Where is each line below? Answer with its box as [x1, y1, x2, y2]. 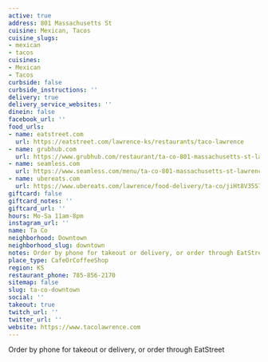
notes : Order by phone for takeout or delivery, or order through [8, 249, 234, 257]
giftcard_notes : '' [8, 197, 73, 205]
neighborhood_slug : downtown [8, 242, 105, 250]
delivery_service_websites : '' [8, 100, 112, 108]
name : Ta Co [8, 226, 48, 235]
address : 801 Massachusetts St [8, 19, 112, 27]
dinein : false [8, 108, 56, 116]
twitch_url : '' [8, 308, 59, 316]
